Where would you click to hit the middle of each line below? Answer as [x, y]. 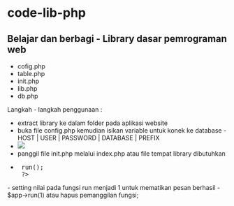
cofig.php [31, 66]
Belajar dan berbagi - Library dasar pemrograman [117, 39]
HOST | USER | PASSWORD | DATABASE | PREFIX [88, 138]
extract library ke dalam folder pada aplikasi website [93, 123]
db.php [28, 96]
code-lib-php [46, 13]
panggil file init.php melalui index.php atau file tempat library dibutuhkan [121, 154]
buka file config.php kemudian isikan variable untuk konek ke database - [122, 130]
